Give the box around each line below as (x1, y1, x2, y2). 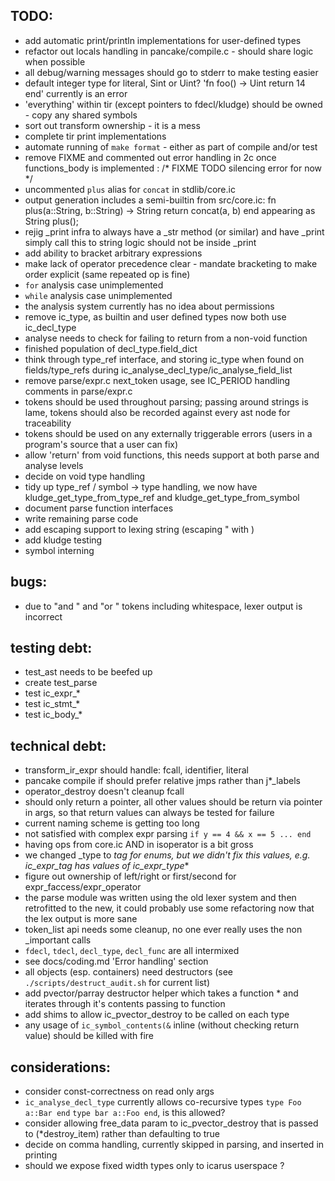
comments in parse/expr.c (24, 385, 133, 397)
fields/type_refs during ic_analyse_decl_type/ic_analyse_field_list (24, 364, 293, 376)
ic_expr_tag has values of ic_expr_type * (24, 860, 190, 872)
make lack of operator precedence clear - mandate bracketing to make (24, 257, 318, 269)
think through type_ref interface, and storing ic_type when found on (24, 353, 305, 365)
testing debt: (10, 640, 93, 657)
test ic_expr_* (24, 687, 81, 699)
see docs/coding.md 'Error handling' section (24, 955, 209, 968)
